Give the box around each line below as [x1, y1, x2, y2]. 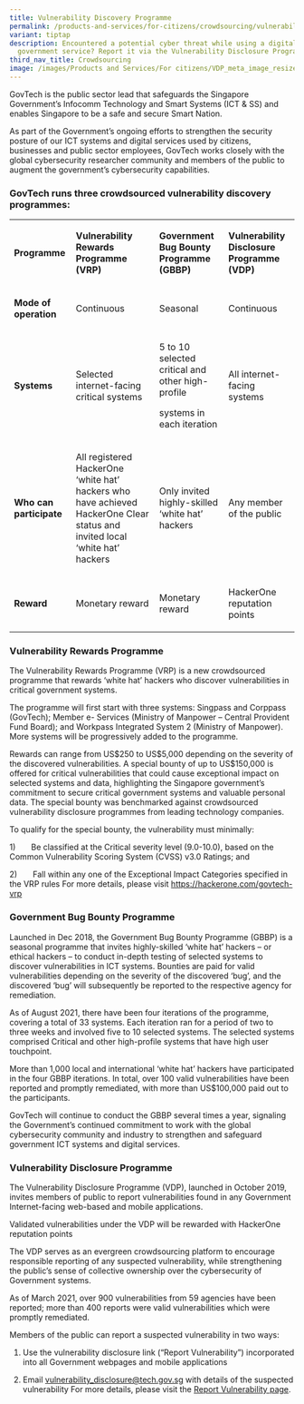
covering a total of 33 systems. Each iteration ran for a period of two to [9, 1016, 274, 1027]
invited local [75, 530, 128, 543]
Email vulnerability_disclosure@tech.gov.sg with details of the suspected [22, 1374, 294, 1385]
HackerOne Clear [75, 507, 149, 520]
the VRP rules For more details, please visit [9, 879, 169, 889]
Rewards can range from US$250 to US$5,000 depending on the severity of [9, 749, 294, 760]
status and [75, 519, 120, 532]
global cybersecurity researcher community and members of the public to [9, 154, 285, 165]
